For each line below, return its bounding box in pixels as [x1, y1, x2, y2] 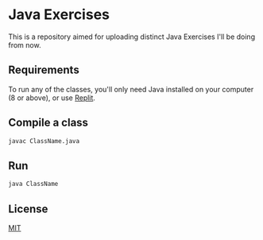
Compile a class [8, 116, 89, 130]
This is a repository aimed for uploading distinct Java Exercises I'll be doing [8, 32, 256, 41]
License [8, 202, 48, 215]
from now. [8, 40, 41, 49]
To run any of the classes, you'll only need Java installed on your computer [8, 84, 254, 94]
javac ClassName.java [8, 137, 80, 145]
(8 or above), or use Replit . [8, 93, 95, 103]
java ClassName [8, 180, 59, 188]
